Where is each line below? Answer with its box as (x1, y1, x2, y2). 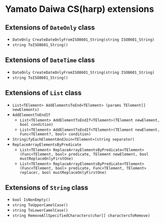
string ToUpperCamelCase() (12, 203, 68, 208)
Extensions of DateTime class (5, 56, 95, 64)
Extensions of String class (5, 183, 88, 192)
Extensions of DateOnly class (5, 23, 95, 32)
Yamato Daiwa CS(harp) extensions (5, 3, 155, 15)
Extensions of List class (5, 89, 82, 97)
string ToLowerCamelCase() (12, 208, 68, 213)
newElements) (12, 107, 40, 112)
